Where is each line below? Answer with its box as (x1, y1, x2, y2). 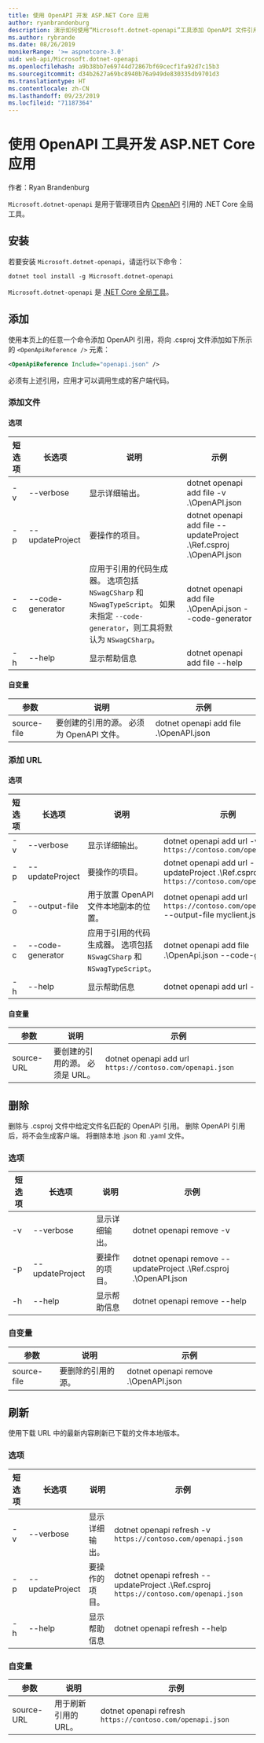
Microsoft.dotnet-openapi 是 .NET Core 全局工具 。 (8, 287, 174, 296)
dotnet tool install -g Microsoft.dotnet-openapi (8, 272, 174, 280)
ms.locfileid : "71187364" (8, 99, 93, 107)
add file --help (186, 657, 243, 668)
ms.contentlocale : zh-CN (8, 84, 90, 93)
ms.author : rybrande (8, 33, 76, 42)
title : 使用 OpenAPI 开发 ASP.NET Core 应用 (8, 11, 149, 20)
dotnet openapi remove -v (132, 1225, 230, 1236)
